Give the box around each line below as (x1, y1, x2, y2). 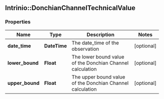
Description (86, 31, 115, 38)
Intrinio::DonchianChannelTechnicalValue (5, 4, 136, 12)
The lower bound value (71, 53, 124, 60)
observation (71, 45, 99, 52)
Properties (5, 19, 31, 25)
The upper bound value (71, 73, 125, 80)
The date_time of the (71, 39, 119, 46)
